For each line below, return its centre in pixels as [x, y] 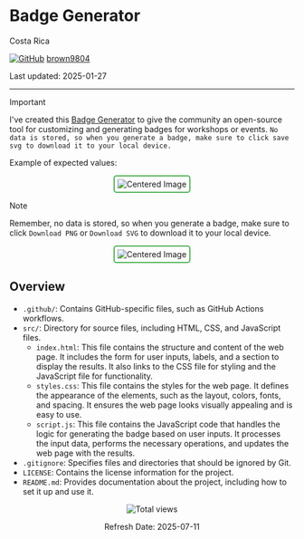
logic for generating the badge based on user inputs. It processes [158, 433]
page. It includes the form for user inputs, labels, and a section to [157, 356]
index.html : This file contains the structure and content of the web [160, 347]
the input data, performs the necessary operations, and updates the [162, 443]
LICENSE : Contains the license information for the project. [128, 472]
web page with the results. [85, 453]
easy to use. [59, 414]
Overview [38, 287]
